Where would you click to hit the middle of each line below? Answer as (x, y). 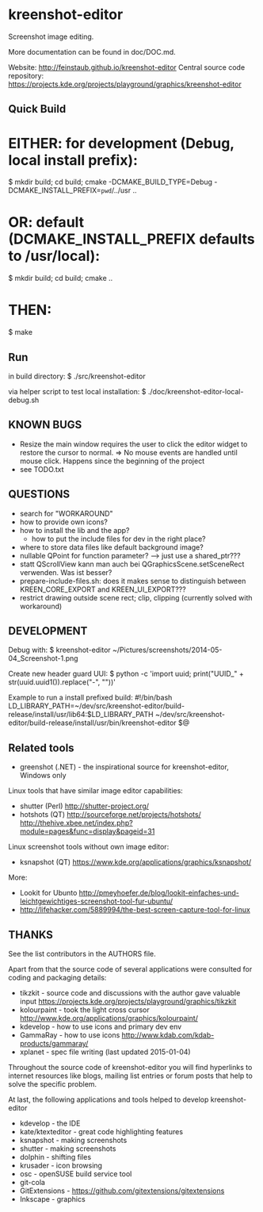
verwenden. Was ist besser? (66, 572)
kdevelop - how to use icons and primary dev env (101, 1027)
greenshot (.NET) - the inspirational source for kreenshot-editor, (124, 767)
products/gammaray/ (54, 1044)
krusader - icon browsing (61, 1166)
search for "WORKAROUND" (66, 513)
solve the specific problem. (53, 1084)
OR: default (46, 222)
